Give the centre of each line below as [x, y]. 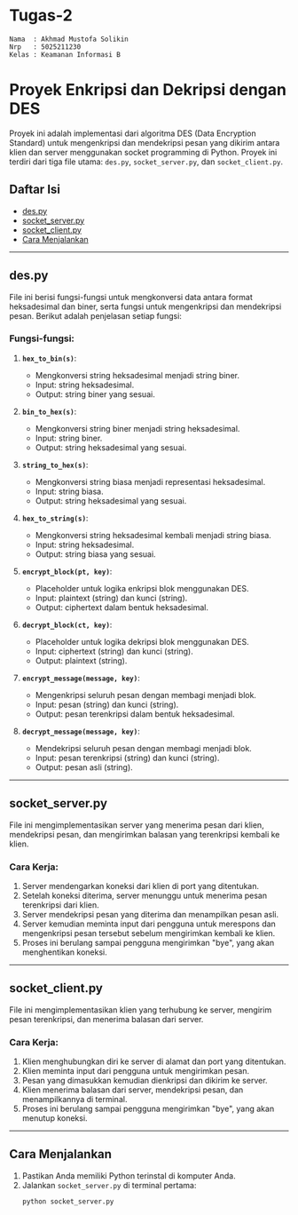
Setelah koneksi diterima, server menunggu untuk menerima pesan [145, 895]
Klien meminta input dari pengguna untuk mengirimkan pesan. [136, 1071]
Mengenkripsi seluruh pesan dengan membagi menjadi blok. [146, 695]
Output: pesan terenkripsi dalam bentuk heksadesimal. [135, 714]
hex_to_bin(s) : [49, 358]
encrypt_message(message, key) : [81, 678]
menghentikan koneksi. [65, 952]
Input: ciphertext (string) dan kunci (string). [114, 651]
